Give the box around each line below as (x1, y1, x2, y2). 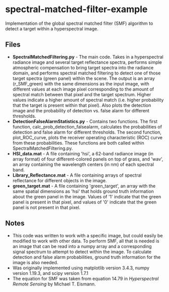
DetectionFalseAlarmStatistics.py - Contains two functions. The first (12, 118, 158, 124)
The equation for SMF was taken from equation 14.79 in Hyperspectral (12, 275, 159, 281)
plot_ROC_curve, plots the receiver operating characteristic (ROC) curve (12, 134, 163, 140)
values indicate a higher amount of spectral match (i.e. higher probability (12, 97, 164, 103)
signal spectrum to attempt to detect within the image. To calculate (12, 248, 152, 255)
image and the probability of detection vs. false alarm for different (12, 107, 150, 113)
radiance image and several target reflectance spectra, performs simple (12, 59, 162, 65)
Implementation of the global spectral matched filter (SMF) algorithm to (5, 20, 153, 26)
